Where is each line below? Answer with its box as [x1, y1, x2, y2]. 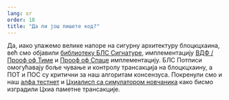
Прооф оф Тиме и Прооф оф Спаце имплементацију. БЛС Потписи [7, 56, 203, 64]
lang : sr [7, 10, 32, 17]
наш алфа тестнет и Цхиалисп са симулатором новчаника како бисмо [7, 78, 214, 86]
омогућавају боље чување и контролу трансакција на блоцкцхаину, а [7, 63, 213, 72]
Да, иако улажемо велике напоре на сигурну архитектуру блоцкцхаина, [7, 42, 220, 50]
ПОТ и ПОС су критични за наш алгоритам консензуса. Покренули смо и [7, 71, 222, 79]
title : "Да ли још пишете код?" [7, 23, 100, 29]
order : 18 [7, 16, 36, 23]
